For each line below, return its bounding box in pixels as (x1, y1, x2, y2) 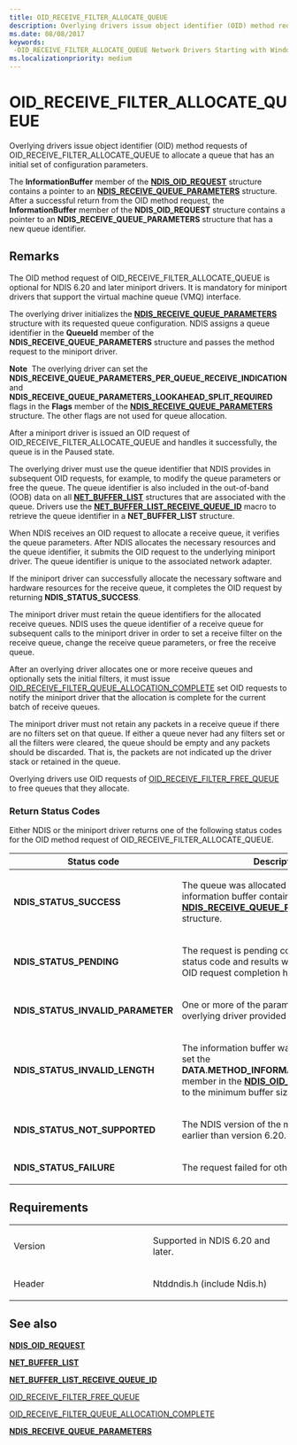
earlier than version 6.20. (181, 1130, 287, 1142)
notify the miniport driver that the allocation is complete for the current (9, 692, 267, 702)
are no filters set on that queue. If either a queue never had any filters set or (9, 728, 286, 738)
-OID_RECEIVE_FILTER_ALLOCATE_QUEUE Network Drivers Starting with (12, 46, 267, 55)
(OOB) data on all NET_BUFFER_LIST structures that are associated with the (9, 491, 286, 502)
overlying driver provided (181, 1010, 287, 1023)
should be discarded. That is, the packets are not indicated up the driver (9, 746, 272, 757)
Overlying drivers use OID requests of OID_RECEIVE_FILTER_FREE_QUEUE (9, 773, 280, 784)
